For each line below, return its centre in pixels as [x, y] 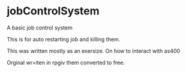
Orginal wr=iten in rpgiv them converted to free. [66, 62]
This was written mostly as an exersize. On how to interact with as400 [94, 51]
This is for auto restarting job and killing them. [64, 39]
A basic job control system [40, 28]
